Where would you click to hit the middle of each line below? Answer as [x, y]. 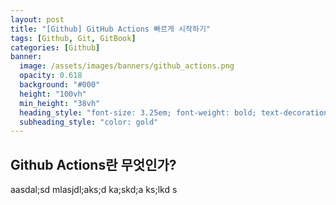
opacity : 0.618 [51, 76]
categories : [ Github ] [55, 47]
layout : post [37, 19]
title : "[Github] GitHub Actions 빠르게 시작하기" [111, 29]
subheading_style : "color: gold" [89, 122]
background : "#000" [60, 85]
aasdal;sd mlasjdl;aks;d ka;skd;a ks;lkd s [94, 190]
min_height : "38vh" [60, 103]
